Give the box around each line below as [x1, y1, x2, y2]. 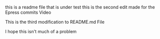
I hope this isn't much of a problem [5, 29, 77, 34]
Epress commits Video [5, 9, 51, 15]
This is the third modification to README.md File [5, 19, 105, 25]
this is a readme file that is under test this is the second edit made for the [5, 4, 156, 10]
